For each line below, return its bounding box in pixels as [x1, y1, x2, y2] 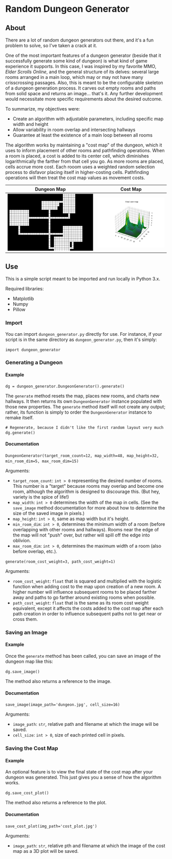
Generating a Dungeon [5, 359, 63, 366]
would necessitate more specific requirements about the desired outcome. [5, 96, 163, 102]
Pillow [12, 307, 26, 313]
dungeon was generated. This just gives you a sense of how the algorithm [5, 774, 162, 781]
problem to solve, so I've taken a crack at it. [5, 42, 97, 49]
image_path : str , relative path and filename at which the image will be [12, 721, 159, 727]
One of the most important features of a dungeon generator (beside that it [5, 52, 161, 58]
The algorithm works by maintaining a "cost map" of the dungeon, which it [5, 142, 162, 148]
